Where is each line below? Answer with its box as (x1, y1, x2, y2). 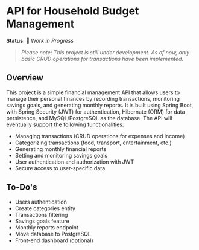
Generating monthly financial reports (14, 145, 107, 152)
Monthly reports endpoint (14, 223, 78, 231)
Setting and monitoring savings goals (14, 152, 107, 159)
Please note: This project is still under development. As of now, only (21, 48, 190, 56)
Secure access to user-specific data (14, 164, 106, 171)
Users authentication (14, 198, 68, 205)
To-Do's (6, 182, 37, 193)
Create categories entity (14, 204, 75, 212)
